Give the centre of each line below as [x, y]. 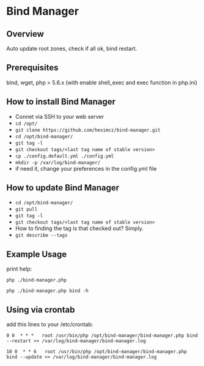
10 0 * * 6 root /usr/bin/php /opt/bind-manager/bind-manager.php [97, 352]
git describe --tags [41, 236]
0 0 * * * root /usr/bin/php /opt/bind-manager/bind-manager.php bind [102, 336]
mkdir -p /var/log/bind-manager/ [58, 162]
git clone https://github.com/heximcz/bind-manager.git [88, 130]
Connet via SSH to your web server [60, 116]
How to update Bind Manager [63, 188]
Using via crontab [41, 309]
